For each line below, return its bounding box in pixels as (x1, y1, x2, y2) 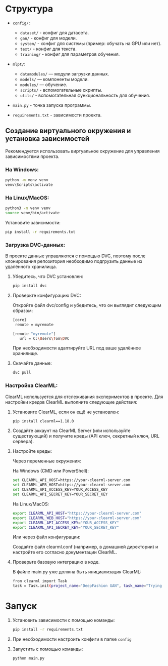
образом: (12, 307, 33, 314)
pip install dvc (12, 283, 47, 289)
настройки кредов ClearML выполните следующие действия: (5, 399, 138, 405)
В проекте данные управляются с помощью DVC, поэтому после (5, 253, 146, 259)
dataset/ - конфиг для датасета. (20, 29, 89, 35)
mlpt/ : (12, 61, 26, 67)
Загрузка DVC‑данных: (5, 241, 66, 248)
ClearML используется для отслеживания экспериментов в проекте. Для (5, 394, 163, 400)
